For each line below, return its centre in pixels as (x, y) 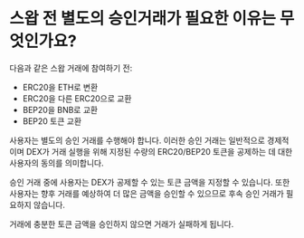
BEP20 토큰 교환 (52, 121)
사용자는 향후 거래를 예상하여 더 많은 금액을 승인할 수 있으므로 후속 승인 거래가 (147, 193)
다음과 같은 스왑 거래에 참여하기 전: (71, 68)
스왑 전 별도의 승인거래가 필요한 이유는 (143, 19)
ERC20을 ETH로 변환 (60, 87)
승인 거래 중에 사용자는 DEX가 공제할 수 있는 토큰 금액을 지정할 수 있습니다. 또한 (150, 182)
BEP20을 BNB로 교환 (60, 109)
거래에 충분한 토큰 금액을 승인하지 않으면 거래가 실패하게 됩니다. (122, 224)
